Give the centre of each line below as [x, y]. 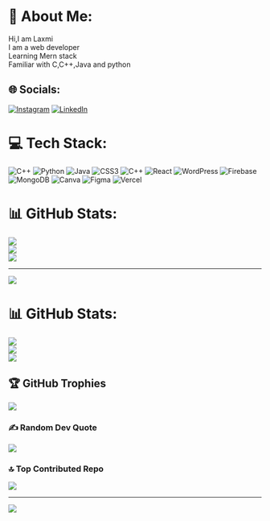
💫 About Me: [51, 17]
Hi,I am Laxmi [31, 39]
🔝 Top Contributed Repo [56, 469]
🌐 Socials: [35, 90]
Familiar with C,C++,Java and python [70, 64]
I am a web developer [44, 47]
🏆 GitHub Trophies [57, 383]
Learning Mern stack [43, 56]
